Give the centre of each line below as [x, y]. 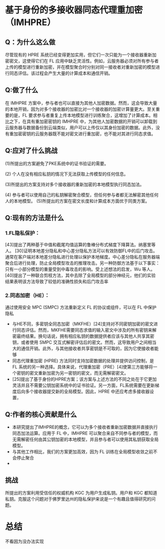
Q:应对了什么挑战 [31, 151]
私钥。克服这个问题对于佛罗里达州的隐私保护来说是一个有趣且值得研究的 [78, 499]
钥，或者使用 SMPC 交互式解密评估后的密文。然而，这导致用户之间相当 [84, 342]
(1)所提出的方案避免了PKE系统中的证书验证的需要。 [57, 163]
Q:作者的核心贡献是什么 [41, 414]
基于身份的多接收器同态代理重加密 [74, 10]
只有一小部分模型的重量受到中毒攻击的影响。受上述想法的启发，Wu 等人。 [80, 269]
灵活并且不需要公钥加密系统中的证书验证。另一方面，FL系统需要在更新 [83, 385]
